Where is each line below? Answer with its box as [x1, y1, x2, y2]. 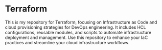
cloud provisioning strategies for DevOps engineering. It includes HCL [5, 24, 146, 30]
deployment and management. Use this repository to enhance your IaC [5, 35, 148, 40]
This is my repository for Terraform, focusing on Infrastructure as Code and [5, 19, 158, 25]
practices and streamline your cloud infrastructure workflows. [5, 39, 130, 45]
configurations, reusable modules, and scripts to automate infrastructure [5, 29, 152, 35]
